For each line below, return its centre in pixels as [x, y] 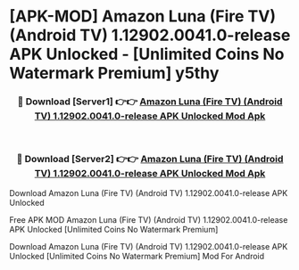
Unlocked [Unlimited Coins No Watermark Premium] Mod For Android [137, 256]
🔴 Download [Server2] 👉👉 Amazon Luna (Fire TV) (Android [150, 160]
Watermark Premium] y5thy [114, 74]
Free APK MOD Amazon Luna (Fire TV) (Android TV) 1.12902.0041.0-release [149, 219]
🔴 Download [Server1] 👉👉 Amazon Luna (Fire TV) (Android [150, 102]
